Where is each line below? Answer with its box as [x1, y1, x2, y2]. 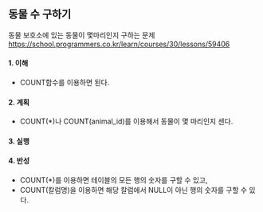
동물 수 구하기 [8, 7, 72, 22]
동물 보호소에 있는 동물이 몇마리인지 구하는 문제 [8, 30, 155, 40]
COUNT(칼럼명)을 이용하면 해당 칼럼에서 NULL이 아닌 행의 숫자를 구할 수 [19, 186, 248, 195]
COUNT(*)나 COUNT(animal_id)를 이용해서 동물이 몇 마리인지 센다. [19, 116, 234, 126]
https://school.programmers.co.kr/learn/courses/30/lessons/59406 [8, 39, 230, 49]
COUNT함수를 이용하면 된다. [19, 78, 110, 88]
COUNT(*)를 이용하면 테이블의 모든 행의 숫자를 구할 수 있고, [19, 175, 208, 185]
